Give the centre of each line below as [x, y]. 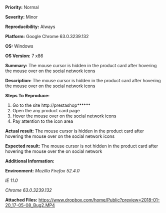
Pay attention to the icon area [43, 121]
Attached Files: [21, 200]
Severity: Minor [21, 17]
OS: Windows [19, 46]
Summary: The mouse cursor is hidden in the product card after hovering [81, 65]
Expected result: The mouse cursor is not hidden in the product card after [82, 146]
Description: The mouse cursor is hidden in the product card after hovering [83, 80]
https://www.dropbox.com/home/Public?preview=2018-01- [99, 200]
